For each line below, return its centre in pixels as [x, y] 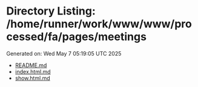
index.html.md [33, 71]
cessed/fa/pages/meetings [77, 37]
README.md [31, 65]
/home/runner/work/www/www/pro [99, 24]
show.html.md [32, 78]
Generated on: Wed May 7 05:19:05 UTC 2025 [64, 53]
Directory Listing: [51, 11]
